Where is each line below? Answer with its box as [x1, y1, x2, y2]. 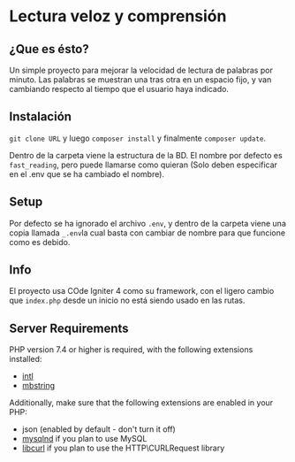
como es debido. [9, 236, 71, 247]
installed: [9, 354, 42, 365]
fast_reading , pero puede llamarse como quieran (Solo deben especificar [9, 159, 278, 170]
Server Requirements [9, 320, 130, 335]
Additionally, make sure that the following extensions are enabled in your [9, 397, 274, 408]
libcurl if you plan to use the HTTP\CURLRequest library [21, 443, 225, 453]
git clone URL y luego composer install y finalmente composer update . [9, 133, 267, 143]
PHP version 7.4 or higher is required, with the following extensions [9, 344, 253, 355]
